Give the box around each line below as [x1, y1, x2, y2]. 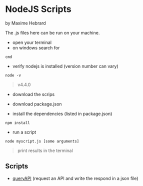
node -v [5, 72, 21, 78]
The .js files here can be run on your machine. [5, 29, 100, 35]
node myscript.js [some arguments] [5, 138, 79, 143]
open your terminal [12, 39, 51, 45]
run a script [12, 129, 36, 135]
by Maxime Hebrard [5, 20, 46, 26]
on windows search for [12, 44, 60, 50]
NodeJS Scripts [5, 3, 71, 15]
